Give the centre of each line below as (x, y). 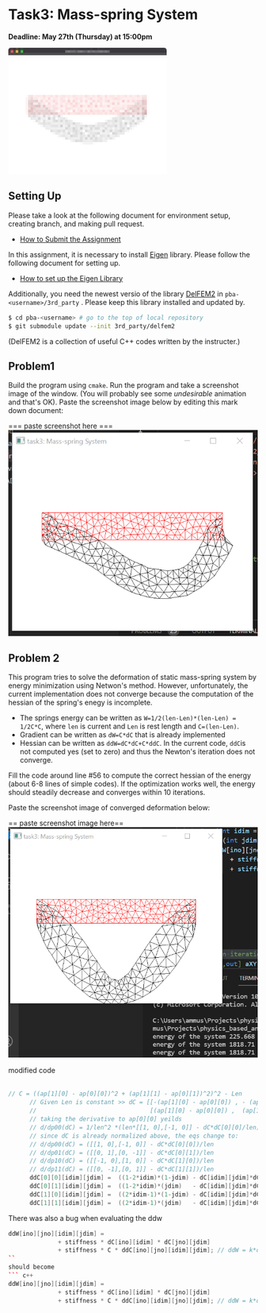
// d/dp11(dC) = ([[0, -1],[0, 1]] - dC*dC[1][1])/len (122, 1169)
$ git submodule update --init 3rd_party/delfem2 (92, 326)
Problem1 (32, 366)
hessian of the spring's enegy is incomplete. (80, 703)
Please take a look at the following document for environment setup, (120, 215)
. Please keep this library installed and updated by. (163, 302)
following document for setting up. (65, 263)
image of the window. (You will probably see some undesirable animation (127, 394)
